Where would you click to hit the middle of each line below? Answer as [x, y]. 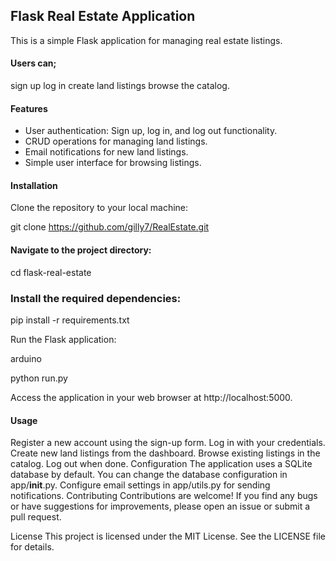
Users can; [33, 63]
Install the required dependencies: [96, 298]
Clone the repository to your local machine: [99, 208]
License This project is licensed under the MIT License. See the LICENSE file [168, 536]
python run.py [39, 378]
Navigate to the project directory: [81, 250]
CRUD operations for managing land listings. [116, 141]
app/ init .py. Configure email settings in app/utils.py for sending [140, 485]
